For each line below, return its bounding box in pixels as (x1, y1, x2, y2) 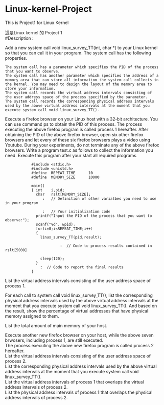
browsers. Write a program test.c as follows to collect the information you (5, 147, 153, 153)
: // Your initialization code (42, 209, 111, 214)
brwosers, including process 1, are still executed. (5, 337, 104, 343)
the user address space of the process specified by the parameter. (5, 95, 148, 99)
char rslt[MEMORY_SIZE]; (36, 192, 91, 197)
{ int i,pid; (31, 188, 65, 192)
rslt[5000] (5, 247, 27, 253)
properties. (5, 55, 27, 61)
